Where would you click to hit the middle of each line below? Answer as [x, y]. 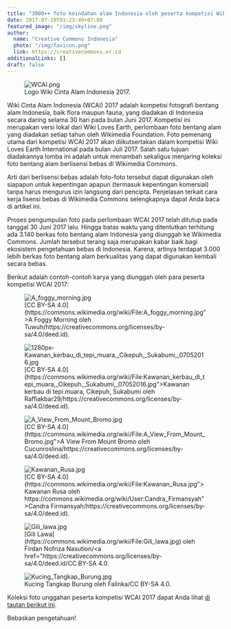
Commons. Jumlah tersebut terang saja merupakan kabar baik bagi [102, 241]
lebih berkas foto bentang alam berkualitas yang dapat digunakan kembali [112, 256]
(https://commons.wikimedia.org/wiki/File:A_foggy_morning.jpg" [115, 312]
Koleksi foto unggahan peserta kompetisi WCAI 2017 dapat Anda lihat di [109, 597]
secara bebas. [27, 263]
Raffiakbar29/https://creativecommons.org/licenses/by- [103, 399]
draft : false [26, 65]
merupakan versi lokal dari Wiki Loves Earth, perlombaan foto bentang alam [114, 127]
